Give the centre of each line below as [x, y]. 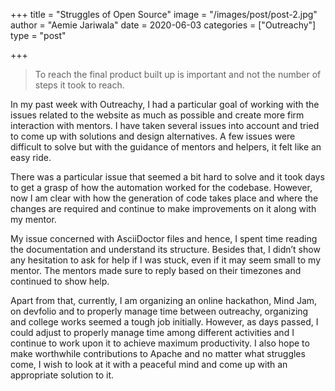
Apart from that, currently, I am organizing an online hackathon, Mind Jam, [164, 300]
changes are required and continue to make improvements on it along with [163, 208]
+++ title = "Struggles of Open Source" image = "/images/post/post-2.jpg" [164, 14]
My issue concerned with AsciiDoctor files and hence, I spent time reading [164, 238]
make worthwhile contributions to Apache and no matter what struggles [158, 353]
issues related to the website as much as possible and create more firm [157, 115]
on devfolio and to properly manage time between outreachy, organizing [159, 311]
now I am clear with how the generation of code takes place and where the [164, 198]
